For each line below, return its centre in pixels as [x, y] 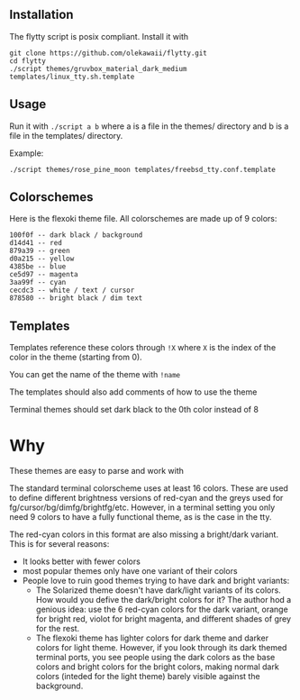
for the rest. [58, 629]
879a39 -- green [40, 251]
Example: [27, 153]
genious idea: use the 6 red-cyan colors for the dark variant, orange [162, 609]
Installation [41, 15]
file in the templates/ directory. [66, 135]
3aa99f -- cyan [38, 283]
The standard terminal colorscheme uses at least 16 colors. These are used [149, 488]
